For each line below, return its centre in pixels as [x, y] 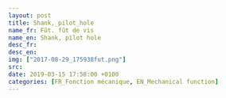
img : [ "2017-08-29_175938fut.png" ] [67, 60]
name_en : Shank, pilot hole [55, 38]
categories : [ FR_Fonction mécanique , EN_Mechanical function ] [113, 81]
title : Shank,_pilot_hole [51, 23]
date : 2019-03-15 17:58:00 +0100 [64, 74]
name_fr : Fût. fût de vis [51, 30]
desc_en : [23, 52]
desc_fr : [23, 45]
